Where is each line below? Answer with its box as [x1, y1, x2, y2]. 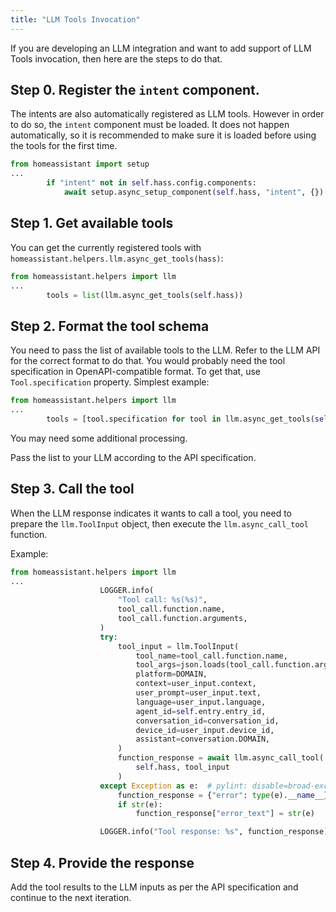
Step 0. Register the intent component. [10, 82, 260, 99]
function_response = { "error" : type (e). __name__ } [117, 790, 329, 800]
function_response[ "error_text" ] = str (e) [135, 809, 315, 819]
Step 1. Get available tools [10, 215, 174, 232]
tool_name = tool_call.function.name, [135, 651, 288, 661]
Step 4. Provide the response [10, 854, 195, 871]
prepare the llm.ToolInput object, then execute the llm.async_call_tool [10, 517, 309, 530]
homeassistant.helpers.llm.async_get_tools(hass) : [10, 252, 224, 264]
